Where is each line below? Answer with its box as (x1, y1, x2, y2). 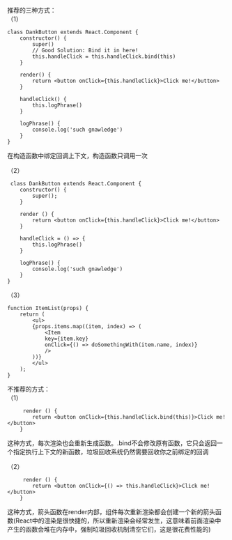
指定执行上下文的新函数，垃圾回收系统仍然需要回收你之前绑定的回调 (13, 448, 209, 456)
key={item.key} (44, 335, 89, 342)
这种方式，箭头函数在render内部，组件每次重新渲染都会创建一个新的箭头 (7, 508, 216, 516)
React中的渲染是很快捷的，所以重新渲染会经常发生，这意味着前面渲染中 (15, 516, 222, 525)
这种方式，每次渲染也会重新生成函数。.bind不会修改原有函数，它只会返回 (7, 439, 217, 447)
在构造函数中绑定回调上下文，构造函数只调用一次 (7, 152, 148, 160)
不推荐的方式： (7, 385, 50, 393)
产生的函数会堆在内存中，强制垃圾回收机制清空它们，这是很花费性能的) (7, 525, 211, 533)
